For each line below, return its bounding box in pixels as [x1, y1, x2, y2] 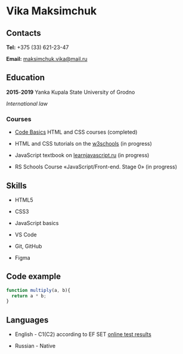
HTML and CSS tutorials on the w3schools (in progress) [14, 140, 152, 147]
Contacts [6, 28, 42, 38]
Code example [6, 272, 61, 282]
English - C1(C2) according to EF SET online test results [14, 331, 152, 338]
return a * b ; [11, 293, 46, 299]
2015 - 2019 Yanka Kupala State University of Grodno [6, 88, 135, 96]
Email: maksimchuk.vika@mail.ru [6, 56, 88, 62]
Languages [6, 315, 49, 325]
